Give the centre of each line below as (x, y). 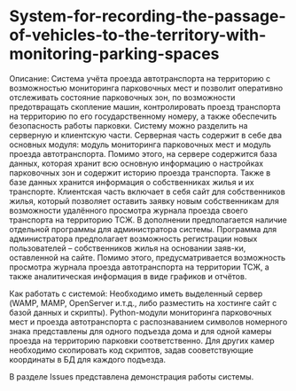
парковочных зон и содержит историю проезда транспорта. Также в (140, 172)
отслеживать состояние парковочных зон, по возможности (122, 97)
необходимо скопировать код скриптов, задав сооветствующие (132, 350)
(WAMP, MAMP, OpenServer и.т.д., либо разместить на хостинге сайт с (143, 302)
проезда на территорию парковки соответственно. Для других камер (142, 340)
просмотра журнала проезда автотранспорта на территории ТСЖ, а (140, 267)
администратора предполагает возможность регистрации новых (133, 239)
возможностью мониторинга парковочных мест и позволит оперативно (146, 88)
